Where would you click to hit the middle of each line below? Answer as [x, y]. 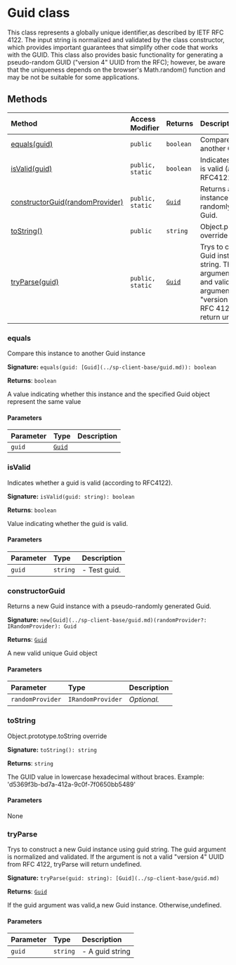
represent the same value [44, 402]
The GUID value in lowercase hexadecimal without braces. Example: [106, 777]
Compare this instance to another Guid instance [77, 353]
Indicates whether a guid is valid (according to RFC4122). [90, 482]
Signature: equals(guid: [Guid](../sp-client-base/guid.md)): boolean [112, 367]
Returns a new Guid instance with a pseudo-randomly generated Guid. [110, 606]
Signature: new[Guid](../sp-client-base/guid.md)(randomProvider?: [107, 620]
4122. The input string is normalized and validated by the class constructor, [116, 39]
